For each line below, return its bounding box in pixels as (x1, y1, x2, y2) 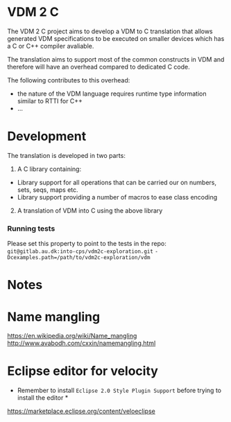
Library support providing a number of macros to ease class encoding (17, 193, 218, 201)
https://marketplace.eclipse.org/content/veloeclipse (7, 407, 156, 416)
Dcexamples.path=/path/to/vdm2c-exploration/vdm (7, 254, 151, 261)
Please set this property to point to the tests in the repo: (7, 240, 166, 248)
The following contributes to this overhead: (7, 76, 130, 84)
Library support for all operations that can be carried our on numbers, (17, 178, 217, 186)
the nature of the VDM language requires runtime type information (17, 89, 207, 98)
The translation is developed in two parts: (7, 151, 126, 159)
